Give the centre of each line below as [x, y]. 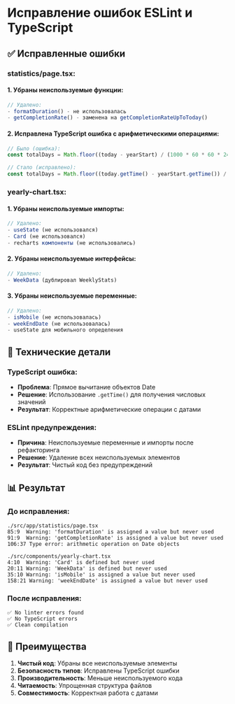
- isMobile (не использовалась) [54, 317]
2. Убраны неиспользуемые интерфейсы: [72, 259]
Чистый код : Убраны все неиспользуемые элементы [97, 663]
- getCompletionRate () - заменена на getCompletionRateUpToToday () [108, 118]
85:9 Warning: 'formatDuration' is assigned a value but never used [111, 532]
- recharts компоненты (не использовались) [72, 243]
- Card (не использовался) [47, 236]
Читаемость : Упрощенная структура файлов [85, 686]
